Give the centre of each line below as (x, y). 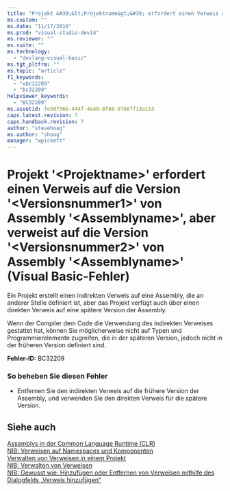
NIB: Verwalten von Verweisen (50, 466)
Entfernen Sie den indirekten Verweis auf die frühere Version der (108, 391)
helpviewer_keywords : (38, 97)
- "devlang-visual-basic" (50, 58)
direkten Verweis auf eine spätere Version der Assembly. (87, 310)
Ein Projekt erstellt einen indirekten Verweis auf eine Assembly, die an (105, 296)
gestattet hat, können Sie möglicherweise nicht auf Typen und (95, 331)
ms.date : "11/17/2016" (39, 26)
